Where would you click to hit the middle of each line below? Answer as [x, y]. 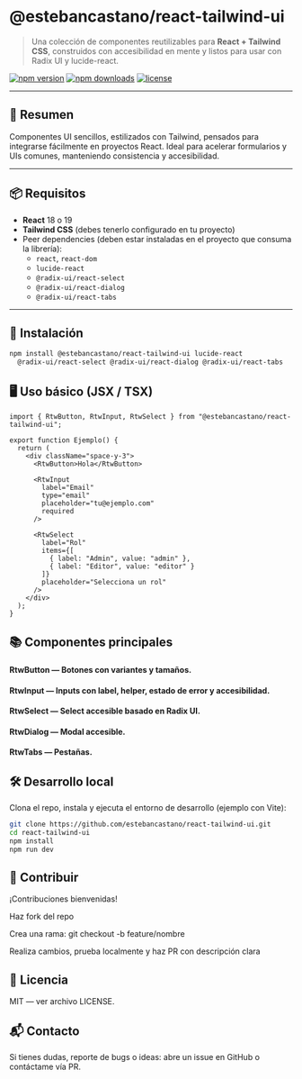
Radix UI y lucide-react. [75, 60]
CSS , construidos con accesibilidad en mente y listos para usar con [156, 50]
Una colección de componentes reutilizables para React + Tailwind [156, 41]
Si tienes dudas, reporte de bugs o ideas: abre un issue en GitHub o [135, 1057]
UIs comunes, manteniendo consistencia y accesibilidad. [115, 156]
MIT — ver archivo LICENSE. [62, 1002]
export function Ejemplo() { [64, 440]
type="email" [66, 495]
